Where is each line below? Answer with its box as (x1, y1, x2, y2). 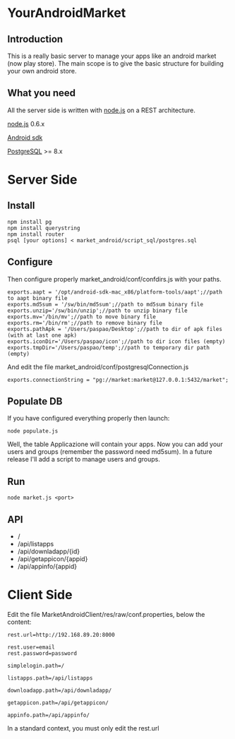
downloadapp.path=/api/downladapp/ (7, 687, 112, 694)
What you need (7, 87, 76, 100)
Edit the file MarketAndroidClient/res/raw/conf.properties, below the (7, 611, 205, 618)
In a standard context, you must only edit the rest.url (7, 724, 159, 732)
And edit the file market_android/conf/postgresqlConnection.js (7, 362, 189, 371)
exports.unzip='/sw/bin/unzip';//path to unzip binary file (7, 307, 188, 314)
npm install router (7, 231, 65, 238)
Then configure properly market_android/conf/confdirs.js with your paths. (7, 275, 222, 283)
